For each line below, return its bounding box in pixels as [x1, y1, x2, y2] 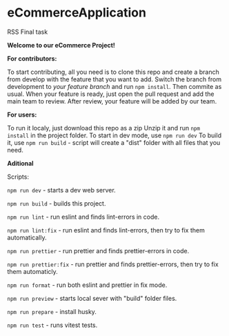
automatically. [7, 233, 47, 241]
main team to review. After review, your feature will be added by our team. [7, 97, 217, 105]
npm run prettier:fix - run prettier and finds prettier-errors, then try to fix [7, 260, 219, 268]
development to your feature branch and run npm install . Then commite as [7, 82, 222, 90]
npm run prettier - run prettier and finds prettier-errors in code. [7, 246, 190, 255]
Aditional [7, 159, 34, 167]
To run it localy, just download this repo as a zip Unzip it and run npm [7, 123, 201, 132]
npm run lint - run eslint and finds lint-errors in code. [7, 213, 160, 221]
